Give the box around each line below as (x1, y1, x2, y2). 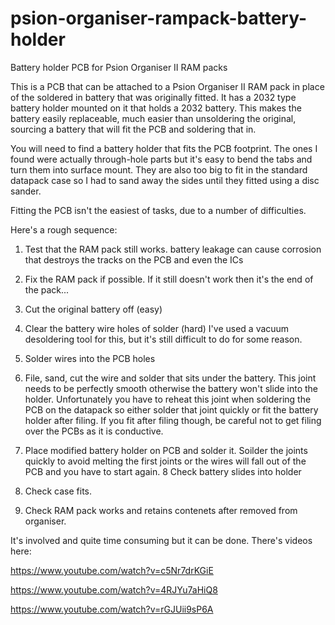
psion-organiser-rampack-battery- (10, 7, 308, 30)
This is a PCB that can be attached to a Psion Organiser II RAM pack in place (10, 80, 325, 92)
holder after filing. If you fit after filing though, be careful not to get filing (24, 414, 322, 426)
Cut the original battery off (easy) (24, 303, 163, 315)
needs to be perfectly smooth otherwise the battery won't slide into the (24, 382, 319, 394)
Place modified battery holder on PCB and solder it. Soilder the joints (24, 444, 308, 456)
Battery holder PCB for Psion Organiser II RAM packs (10, 61, 228, 73)
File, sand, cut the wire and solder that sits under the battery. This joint (24, 372, 317, 384)
